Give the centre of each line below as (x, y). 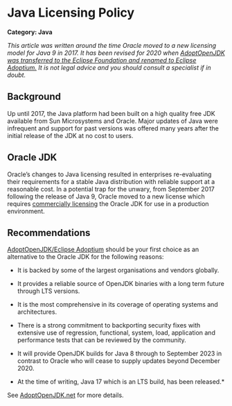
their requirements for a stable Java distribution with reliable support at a (111, 181)
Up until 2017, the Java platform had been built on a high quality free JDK (111, 113)
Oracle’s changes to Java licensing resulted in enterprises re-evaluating (109, 174)
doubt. (17, 75)
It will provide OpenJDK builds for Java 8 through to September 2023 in (119, 354)
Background (34, 97)
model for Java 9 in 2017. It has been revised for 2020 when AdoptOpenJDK (116, 53)
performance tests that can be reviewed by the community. (102, 340)
